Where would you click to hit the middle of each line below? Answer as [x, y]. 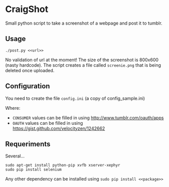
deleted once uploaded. [30, 70]
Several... [15, 156]
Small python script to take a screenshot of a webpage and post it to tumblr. [84, 23]
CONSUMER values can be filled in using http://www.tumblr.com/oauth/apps [88, 118]
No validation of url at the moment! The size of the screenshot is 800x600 [82, 60]
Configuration [28, 86]
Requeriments [28, 144]
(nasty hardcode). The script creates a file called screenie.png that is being [83, 65]
